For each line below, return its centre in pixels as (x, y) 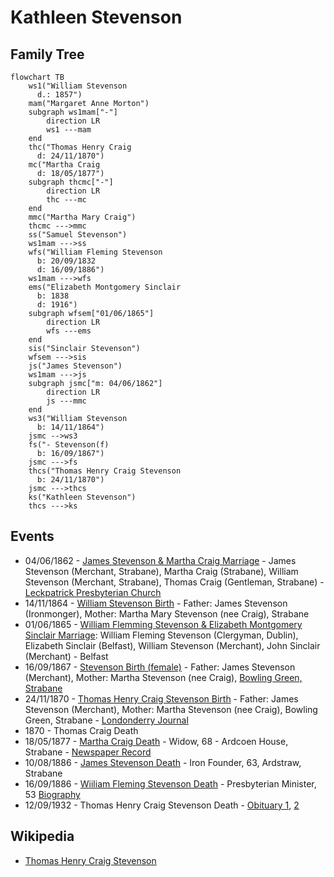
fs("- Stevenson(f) (69, 445)
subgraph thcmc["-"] (71, 182)
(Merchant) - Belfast (66, 656)
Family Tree (47, 54)
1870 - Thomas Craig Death (81, 730)
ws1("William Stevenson (78, 86)
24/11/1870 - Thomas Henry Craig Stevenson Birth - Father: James (161, 698)
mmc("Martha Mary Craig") (82, 217)
